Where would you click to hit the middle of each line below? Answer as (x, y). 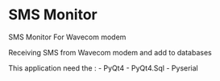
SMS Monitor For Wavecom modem (67, 37)
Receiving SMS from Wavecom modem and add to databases (110, 52)
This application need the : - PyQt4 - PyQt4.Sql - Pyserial (104, 68)
